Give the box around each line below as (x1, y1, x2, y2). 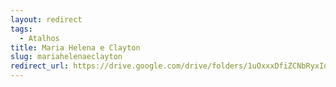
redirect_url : (10, 61, 70, 71)
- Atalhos (19, 33, 60, 43)
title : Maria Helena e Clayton (10, 42, 141, 53)
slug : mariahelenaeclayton (10, 52, 123, 62)
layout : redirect (10, 14, 83, 25)
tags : (10, 24, 33, 34)
